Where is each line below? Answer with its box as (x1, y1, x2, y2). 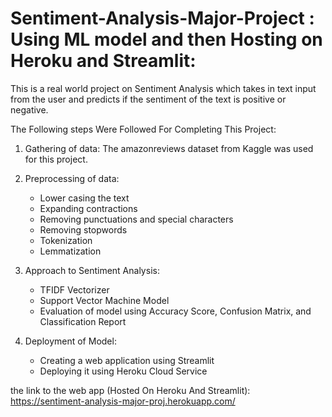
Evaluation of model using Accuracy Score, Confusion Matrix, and (39, 305, 312, 317)
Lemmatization (39, 245, 102, 257)
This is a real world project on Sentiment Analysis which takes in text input (10, 82, 317, 94)
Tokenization (39, 234, 93, 246)
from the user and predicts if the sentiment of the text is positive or (10, 93, 287, 105)
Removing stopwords (39, 223, 128, 236)
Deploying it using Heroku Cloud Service (39, 365, 208, 377)
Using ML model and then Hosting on (10, 28, 323, 51)
